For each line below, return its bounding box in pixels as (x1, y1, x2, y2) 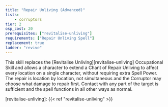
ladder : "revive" (5, 45, 42, 50)
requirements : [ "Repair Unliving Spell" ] (5, 36, 95, 41)
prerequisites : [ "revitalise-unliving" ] (5, 31, 93, 36)
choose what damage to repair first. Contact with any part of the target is (5, 81, 159, 87)
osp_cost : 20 (5, 26, 33, 31)
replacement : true (5, 41, 44, 46)
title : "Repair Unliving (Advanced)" (5, 7, 86, 13)
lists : (5, 12, 19, 17)
